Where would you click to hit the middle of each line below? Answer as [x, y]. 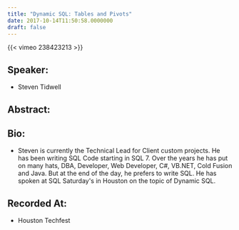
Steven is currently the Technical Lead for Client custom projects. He [119, 151]
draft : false [27, 27]
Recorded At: [37, 203]
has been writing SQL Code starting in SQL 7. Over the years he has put [123, 158]
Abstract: [29, 109]
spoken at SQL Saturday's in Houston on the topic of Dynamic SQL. [117, 181]
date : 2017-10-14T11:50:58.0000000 [60, 21]
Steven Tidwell [40, 87]
